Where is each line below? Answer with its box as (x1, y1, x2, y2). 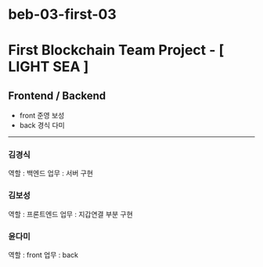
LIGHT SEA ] (8, 58, 89, 76)
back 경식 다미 (19, 121, 65, 130)
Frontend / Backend (8, 88, 106, 103)
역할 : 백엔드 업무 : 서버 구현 (8, 168, 94, 178)
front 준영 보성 (19, 111, 65, 121)
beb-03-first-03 (8, 5, 117, 23)
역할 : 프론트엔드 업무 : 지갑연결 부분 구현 (8, 209, 133, 218)
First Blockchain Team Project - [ (8, 41, 225, 60)
